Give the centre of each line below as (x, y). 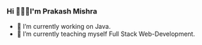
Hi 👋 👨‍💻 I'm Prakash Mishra (52, 11)
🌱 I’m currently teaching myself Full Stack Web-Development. (106, 34)
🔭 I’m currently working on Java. (64, 27)
